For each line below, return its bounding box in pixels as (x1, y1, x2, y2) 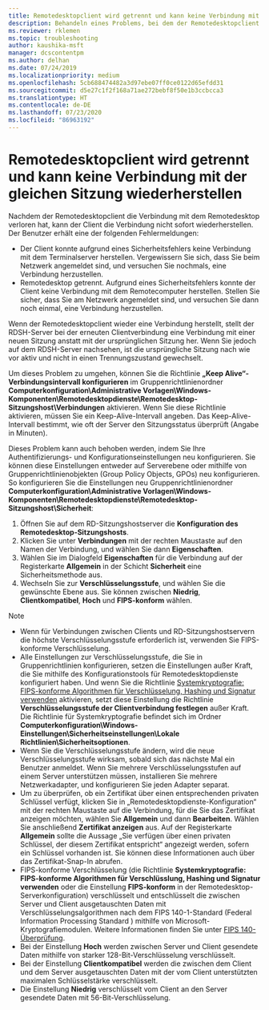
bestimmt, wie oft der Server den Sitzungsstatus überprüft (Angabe (36, 419, 259, 429)
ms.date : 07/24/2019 (8, 64, 78, 72)
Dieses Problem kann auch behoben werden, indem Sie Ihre (8, 443, 206, 453)
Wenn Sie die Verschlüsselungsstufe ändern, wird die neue (19, 745, 215, 755)
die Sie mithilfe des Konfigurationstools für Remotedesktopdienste (19, 669, 239, 678)
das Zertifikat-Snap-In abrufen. (19, 856, 123, 866)
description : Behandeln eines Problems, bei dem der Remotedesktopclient (8, 19, 260, 27)
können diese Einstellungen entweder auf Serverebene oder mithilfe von (8, 460, 247, 470)
